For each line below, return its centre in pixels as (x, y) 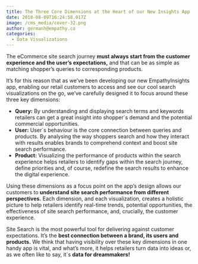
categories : (21, 34)
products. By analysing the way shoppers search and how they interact (102, 136)
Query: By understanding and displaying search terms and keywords (99, 111)
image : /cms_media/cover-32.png (46, 23)
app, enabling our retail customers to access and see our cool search (91, 87)
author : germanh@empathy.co (41, 28)
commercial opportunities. (47, 124)
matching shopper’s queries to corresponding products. (75, 69)
